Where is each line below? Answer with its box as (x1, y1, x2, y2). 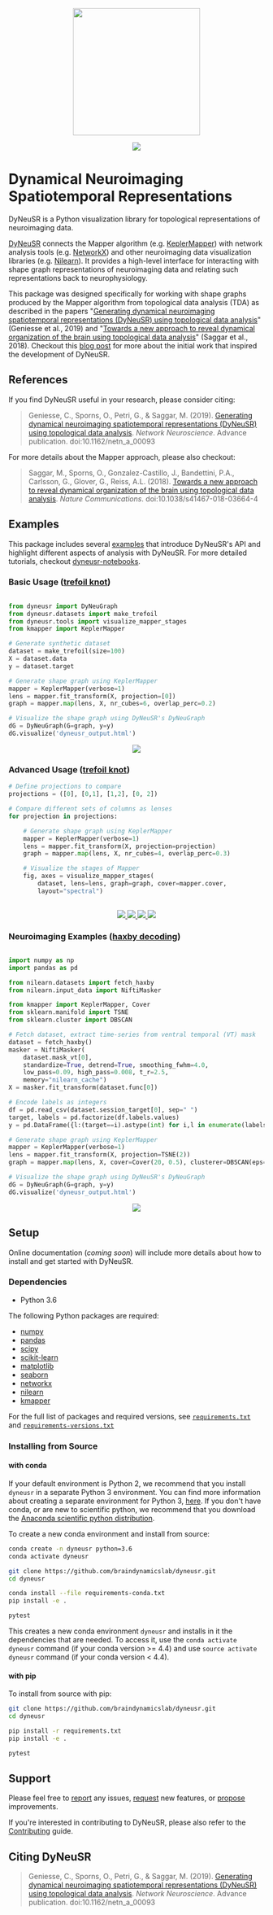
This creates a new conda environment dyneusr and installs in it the (8, 1626, 233, 1636)
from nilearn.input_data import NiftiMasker (8, 986, 162, 995)
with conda (8, 1461, 47, 1471)
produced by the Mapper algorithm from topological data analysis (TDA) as (8, 297, 260, 307)
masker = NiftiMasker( (8, 1046, 85, 1054)
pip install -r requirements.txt (8, 1727, 122, 1735)
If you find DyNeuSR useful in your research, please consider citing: (8, 395, 236, 404)
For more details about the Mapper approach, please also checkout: (8, 452, 236, 461)
